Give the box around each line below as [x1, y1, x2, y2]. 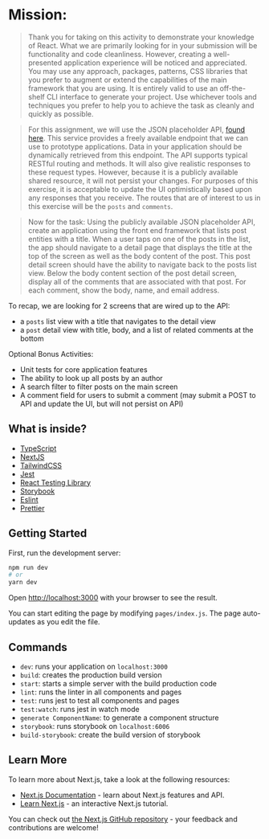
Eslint [19, 494, 39, 504]
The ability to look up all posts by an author [19, 373, 163, 383]
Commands [8, 641, 68, 654]
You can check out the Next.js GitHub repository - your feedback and [8, 814, 238, 824]
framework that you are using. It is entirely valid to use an [27, 83, 218, 93]
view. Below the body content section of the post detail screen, [27, 268, 237, 278]
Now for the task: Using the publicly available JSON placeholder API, [27, 217, 255, 227]
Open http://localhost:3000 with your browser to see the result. [8, 593, 218, 603]
